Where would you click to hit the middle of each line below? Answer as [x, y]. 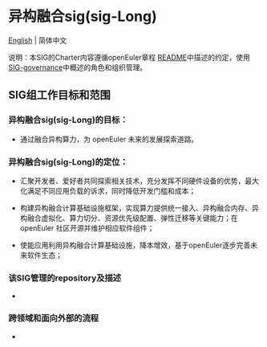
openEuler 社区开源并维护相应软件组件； [87, 228]
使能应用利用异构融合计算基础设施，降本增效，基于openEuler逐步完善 [135, 245]
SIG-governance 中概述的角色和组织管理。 [78, 67]
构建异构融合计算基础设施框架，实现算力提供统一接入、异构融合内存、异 [139, 208]
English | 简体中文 [38, 40]
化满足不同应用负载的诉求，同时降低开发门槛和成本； [108, 190]
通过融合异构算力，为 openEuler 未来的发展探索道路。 [109, 139]
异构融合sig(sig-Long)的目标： [68, 120]
